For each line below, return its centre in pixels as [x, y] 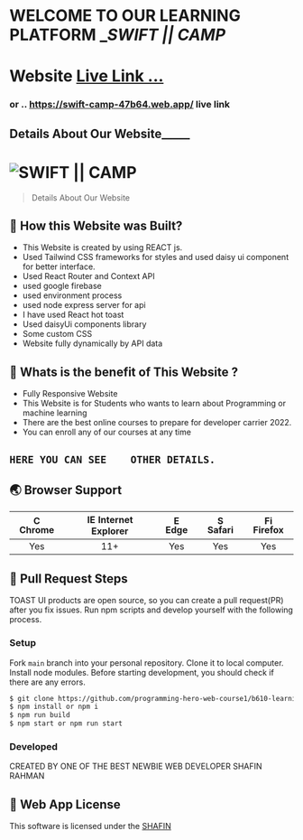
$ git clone [32, 698]
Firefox [268, 530]
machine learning [55, 413]
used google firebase [62, 286]
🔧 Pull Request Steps [69, 579]
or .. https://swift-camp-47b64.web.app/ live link [120, 105]
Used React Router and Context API [88, 276]
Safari [220, 530]
